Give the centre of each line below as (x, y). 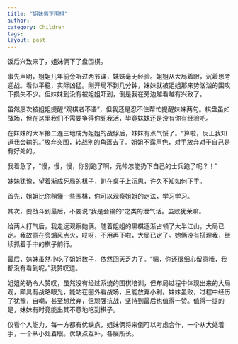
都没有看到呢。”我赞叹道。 (45, 268)
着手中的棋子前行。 (47, 244)
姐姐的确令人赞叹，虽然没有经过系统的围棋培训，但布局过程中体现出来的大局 (119, 283)
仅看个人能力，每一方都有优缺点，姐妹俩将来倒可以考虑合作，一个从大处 (113, 325)
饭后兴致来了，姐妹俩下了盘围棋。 (57, 62)
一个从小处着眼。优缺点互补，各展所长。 (79, 333)
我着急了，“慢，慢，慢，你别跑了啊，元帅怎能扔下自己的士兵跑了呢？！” (113, 166)
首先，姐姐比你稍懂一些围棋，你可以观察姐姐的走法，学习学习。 (100, 196)
